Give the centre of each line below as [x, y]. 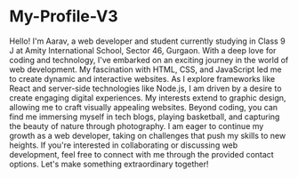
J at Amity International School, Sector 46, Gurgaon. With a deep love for [143, 50]
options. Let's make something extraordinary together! [109, 164]
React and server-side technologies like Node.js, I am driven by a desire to [145, 88]
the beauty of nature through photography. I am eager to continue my [137, 125]
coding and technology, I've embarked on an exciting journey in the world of [149, 60]
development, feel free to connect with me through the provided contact [141, 154]
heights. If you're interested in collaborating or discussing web [124, 145]
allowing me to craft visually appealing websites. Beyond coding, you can [144, 107]
